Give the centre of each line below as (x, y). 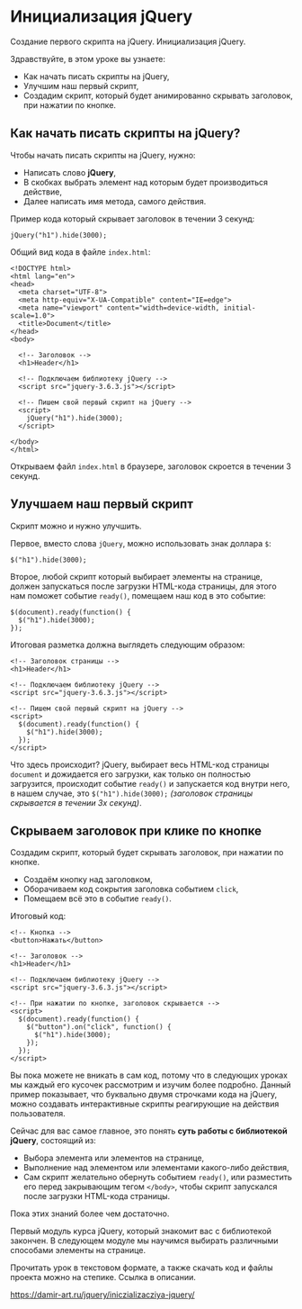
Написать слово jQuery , (69, 172)
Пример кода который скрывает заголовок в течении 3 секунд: (133, 219)
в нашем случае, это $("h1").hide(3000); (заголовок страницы (132, 793)
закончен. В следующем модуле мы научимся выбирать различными (144, 1241)
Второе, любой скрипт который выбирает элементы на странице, (137, 576)
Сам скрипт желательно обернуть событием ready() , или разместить (158, 1178)
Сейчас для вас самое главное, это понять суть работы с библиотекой (149, 1131)
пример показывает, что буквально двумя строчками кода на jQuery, (144, 1095)
